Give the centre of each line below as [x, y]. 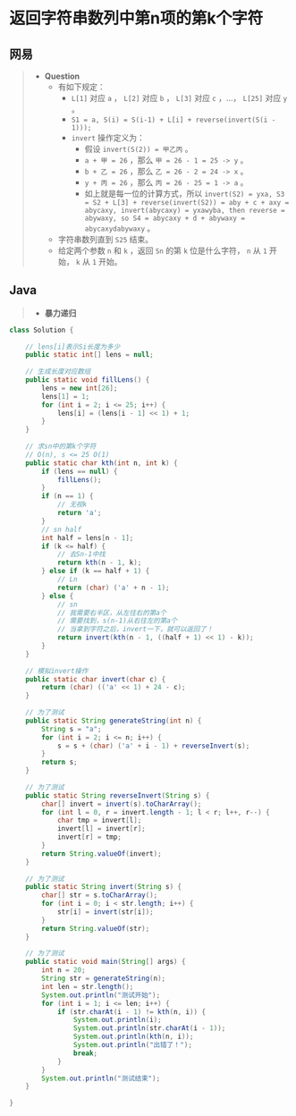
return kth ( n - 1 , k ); [99, 563]
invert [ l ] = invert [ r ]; [101, 829]
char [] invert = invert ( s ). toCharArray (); [122, 804]
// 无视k [72, 505]
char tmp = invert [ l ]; [99, 820]
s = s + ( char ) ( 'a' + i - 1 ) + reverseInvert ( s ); [153, 746]
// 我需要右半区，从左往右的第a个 [112, 613]
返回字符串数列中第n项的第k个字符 [136, 18]
